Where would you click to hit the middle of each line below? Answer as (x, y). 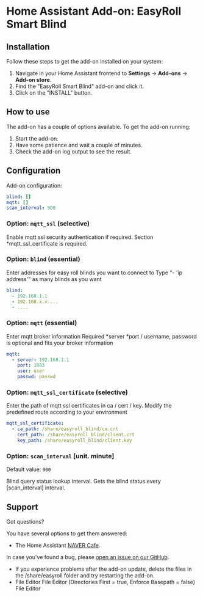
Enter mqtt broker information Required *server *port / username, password (101, 336)
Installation (28, 47)
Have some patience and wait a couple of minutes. (79, 145)
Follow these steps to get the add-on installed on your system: (85, 61)
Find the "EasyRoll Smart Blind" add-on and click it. (80, 86)
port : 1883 (31, 365)
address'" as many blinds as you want (54, 279)
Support (22, 507)
